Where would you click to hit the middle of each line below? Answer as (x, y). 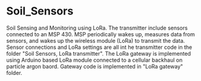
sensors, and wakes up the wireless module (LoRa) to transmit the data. (96, 40)
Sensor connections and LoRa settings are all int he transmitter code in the (99, 47)
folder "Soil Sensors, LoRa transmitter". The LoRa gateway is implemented (99, 53)
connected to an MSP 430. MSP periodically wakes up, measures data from (101, 34)
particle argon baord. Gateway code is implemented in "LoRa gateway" (95, 66)
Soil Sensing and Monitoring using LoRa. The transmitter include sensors (97, 28)
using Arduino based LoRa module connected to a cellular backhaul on (94, 60)
